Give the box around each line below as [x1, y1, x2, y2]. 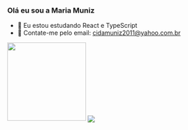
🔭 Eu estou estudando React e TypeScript [17, 22, 138, 30]
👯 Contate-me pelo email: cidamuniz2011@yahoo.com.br [17, 29, 181, 37]
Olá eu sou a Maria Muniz [7, 6, 95, 15]
